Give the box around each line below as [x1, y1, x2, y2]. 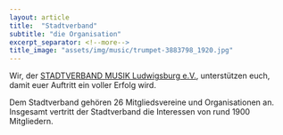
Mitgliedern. [9, 116, 54, 127]
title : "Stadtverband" [9, 21, 98, 30]
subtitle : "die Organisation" [9, 29, 122, 38]
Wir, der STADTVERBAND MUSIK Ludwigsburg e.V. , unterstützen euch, [9, 70, 271, 81]
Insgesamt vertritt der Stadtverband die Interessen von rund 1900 [9, 107, 251, 117]
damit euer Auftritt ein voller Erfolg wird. [9, 80, 156, 91]
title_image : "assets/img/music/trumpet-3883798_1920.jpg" [9, 46, 234, 55]
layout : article [9, 12, 70, 22]
